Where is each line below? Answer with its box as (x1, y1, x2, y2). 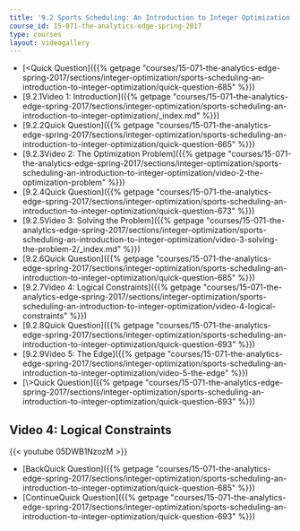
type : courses (9, 30, 63, 39)
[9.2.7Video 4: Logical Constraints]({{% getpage (21, 282, 201, 292)
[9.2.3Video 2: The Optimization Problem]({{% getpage (21, 149, 227, 160)
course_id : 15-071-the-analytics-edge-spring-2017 (9, 22, 202, 30)
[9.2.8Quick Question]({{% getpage (21, 320, 154, 331)
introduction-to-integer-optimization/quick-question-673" (21, 205, 236, 216)
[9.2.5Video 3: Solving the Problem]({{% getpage (21, 215, 204, 226)
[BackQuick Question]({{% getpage (21, 464, 154, 474)
